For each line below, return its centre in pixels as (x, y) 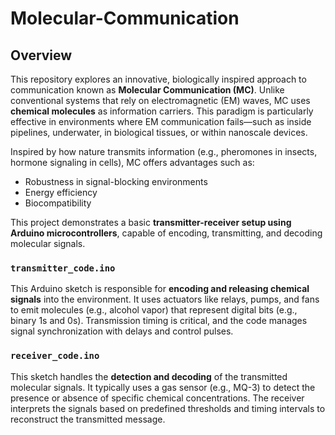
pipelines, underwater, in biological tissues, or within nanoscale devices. (159, 132)
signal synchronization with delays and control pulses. (122, 331)
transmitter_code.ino (63, 268)
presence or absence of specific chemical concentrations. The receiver (157, 398)
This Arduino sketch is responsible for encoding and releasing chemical (160, 289)
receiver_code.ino (55, 356)
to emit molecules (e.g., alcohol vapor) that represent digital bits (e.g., (154, 310)
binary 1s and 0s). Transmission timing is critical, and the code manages (159, 321)
